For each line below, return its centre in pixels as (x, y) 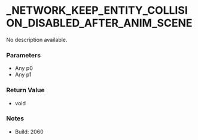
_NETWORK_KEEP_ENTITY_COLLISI (97, 10)
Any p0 (24, 68)
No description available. (37, 39)
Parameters (23, 55)
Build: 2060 (29, 132)
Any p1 (23, 75)
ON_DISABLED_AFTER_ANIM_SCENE (99, 23)
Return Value (25, 90)
